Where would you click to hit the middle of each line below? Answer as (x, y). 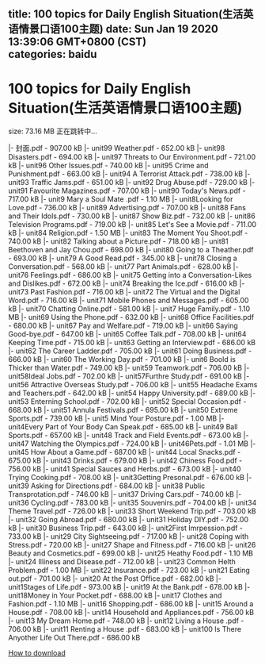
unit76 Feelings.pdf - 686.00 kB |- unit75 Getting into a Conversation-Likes (130, 275)
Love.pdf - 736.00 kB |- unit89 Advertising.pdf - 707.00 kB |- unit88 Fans (127, 208)
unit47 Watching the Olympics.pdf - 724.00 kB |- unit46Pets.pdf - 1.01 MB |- (132, 444)
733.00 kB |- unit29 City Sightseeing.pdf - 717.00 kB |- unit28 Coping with (129, 536)
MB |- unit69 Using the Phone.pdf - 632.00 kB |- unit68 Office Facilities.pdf (131, 317)
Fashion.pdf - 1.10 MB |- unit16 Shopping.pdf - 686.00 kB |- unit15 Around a (131, 604)
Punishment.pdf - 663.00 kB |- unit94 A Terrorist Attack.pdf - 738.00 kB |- (129, 174)
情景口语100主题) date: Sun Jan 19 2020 (119, 29)
